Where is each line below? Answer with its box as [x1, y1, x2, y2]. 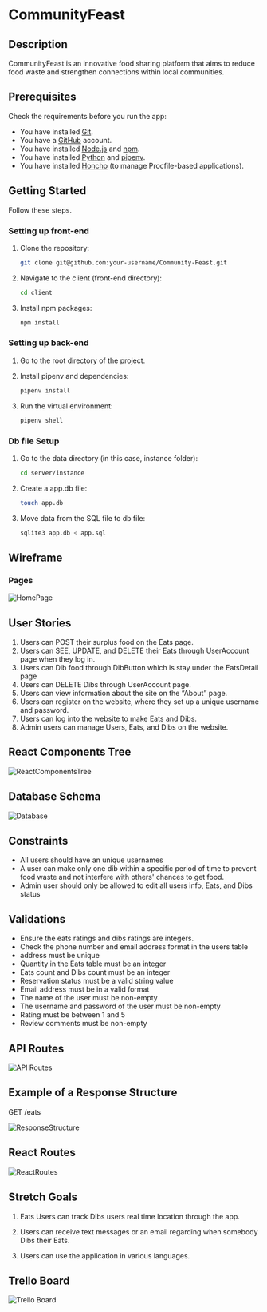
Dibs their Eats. [19, 1235, 70, 1245]
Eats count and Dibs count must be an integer [19, 968, 171, 977]
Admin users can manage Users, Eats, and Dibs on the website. [19, 722, 229, 732]
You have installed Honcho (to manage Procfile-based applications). [19, 161, 245, 170]
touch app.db [19, 499, 64, 507]
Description [8, 38, 68, 51]
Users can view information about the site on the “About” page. [19, 689, 228, 698]
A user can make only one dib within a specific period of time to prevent [19, 864, 257, 873]
